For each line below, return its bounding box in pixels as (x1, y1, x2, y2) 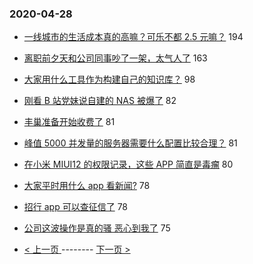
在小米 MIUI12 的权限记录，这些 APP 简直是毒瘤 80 (23, 158, 234, 171)
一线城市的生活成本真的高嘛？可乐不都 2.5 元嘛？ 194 (23, 31, 244, 43)
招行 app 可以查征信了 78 (23, 201, 129, 213)
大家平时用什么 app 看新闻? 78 (23, 180, 151, 192)
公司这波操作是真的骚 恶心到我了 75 (23, 222, 171, 234)
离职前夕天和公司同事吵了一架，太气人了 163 (23, 52, 208, 64)
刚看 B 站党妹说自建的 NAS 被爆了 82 (23, 95, 177, 107)
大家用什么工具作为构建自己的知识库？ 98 (23, 73, 196, 86)
